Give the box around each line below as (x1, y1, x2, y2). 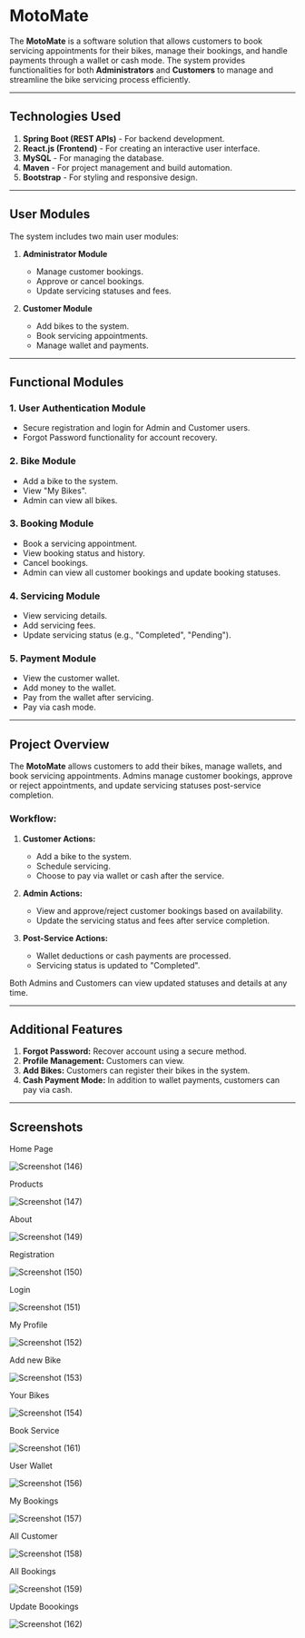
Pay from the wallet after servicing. (22, 692, 154, 703)
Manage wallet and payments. (35, 340, 150, 351)
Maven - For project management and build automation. (22, 162, 233, 173)
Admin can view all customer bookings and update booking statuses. (22, 567, 281, 578)
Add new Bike (9, 1355, 62, 1365)
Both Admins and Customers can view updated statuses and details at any (9, 978, 288, 988)
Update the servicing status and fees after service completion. (35, 915, 271, 926)
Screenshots (9, 1119, 84, 1135)
